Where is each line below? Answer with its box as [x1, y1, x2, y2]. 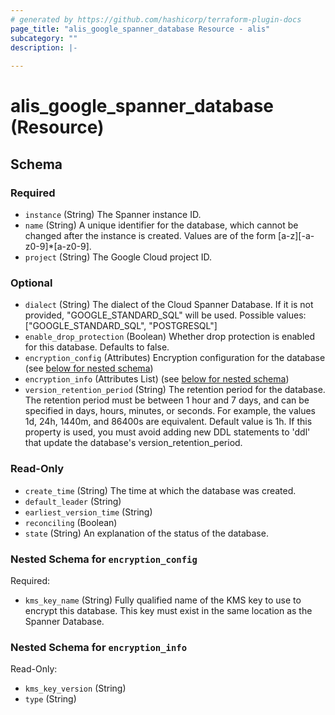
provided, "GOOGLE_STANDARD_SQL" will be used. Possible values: [24, 309, 307, 321]
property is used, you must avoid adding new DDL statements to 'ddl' [24, 426, 311, 438]
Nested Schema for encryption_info [10, 640, 188, 654]
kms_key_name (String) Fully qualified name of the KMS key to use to [24, 594, 302, 606]
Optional [10, 276, 53, 290]
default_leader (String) [24, 495, 122, 507]
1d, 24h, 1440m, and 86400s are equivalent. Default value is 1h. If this [24, 416, 313, 428]
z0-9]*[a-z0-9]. [24, 241, 92, 252]
